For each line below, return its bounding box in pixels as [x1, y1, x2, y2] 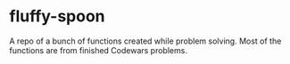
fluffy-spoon [9, 6, 105, 27]
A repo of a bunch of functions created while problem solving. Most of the [9, 36, 282, 46]
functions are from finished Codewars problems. [9, 44, 187, 55]
